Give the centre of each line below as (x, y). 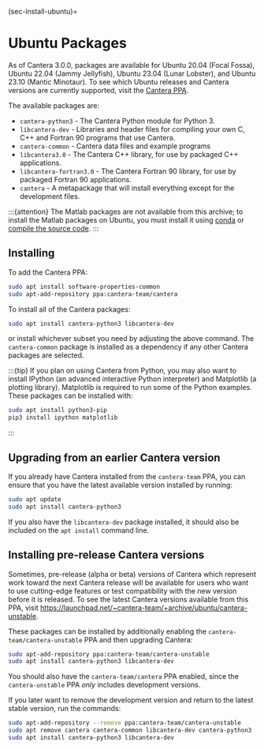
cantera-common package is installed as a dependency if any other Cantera (128, 347)
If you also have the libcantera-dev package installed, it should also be (124, 522)
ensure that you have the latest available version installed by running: (120, 485)
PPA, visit (24, 608)
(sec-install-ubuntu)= (43, 11)
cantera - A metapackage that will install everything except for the (127, 188)
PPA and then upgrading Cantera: (138, 639)
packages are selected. (46, 355)
